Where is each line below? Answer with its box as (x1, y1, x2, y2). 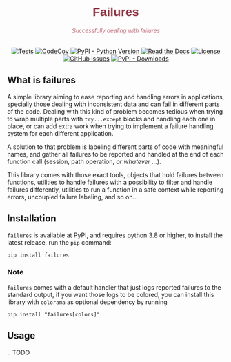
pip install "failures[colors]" (7, 311, 100, 318)
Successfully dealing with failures (71, 26, 161, 34)
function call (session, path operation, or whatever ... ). (7, 157, 161, 165)
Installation (7, 212, 57, 225)
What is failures (7, 74, 77, 86)
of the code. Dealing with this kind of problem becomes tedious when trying (7, 107, 223, 115)
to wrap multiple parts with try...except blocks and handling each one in (7, 114, 216, 123)
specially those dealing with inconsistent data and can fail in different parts (7, 100, 220, 108)
